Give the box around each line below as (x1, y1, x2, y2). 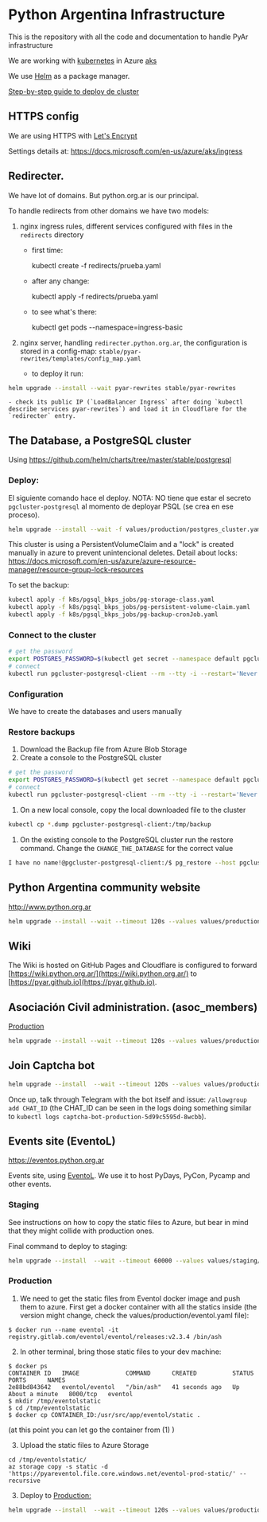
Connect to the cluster (8, 629, 97, 640)
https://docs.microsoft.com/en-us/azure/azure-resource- (8, 556, 196, 566)
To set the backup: (8, 580, 70, 590)
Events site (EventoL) (8, 1134, 116, 1148)
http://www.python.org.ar (8, 902, 91, 911)
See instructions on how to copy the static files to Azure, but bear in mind (8, 1217, 249, 1227)
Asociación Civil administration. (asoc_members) (8, 1001, 258, 1014)
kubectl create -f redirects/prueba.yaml (31, 260, 161, 270)
